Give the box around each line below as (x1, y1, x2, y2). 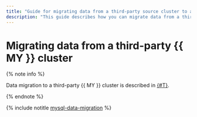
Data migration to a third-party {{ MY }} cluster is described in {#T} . (6, 82, 170, 89)
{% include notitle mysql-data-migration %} (6, 104, 112, 111)
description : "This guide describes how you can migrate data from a (6, 14, 180, 20)
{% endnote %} (6, 93, 44, 100)
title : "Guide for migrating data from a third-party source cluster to (6, 8, 188, 15)
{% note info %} (6, 70, 45, 77)
